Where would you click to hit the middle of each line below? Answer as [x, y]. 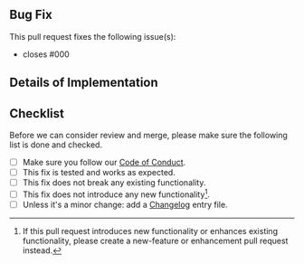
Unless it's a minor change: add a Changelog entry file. [125, 204]
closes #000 [46, 54]
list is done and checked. [56, 145]
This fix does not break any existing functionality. [114, 183]
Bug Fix [31, 15]
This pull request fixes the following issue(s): [93, 36]
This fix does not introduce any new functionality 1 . [116, 193]
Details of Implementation [84, 83]
